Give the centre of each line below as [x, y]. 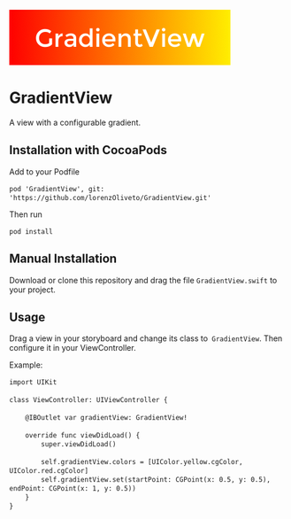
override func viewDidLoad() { [83, 436]
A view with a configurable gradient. [75, 122]
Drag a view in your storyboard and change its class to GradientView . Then [146, 338]
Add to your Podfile [44, 171]
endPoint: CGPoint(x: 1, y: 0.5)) [73, 489]
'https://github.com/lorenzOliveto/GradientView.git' [111, 198]
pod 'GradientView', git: [57, 189]
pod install [31, 231]
